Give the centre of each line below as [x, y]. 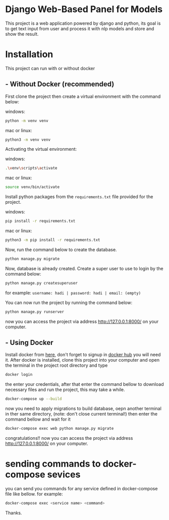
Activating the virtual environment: [41, 149]
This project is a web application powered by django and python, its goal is [83, 23]
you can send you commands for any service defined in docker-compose [81, 488]
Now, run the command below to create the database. [61, 249]
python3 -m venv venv [28, 140]
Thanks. [14, 512]
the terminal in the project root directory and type [57, 365]
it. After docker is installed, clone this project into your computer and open [82, 360]
